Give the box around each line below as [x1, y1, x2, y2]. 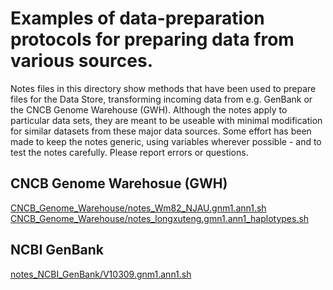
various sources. [10, 50, 153, 72]
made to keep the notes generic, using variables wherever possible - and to [10, 135, 322, 147]
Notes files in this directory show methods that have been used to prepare [10, 82, 317, 94]
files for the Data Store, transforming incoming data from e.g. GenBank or [10, 93, 313, 105]
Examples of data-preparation [10, 7, 265, 30]
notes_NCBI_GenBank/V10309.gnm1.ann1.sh [10, 268, 192, 280]
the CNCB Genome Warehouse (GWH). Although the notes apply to [10, 103, 288, 116]
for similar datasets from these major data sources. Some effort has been [10, 125, 312, 137]
